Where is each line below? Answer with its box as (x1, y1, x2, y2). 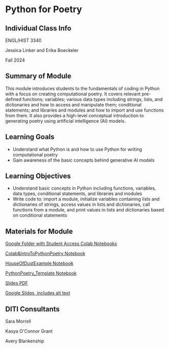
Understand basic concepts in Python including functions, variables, (12, 185, 156, 192)
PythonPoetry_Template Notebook (5, 270, 77, 276)
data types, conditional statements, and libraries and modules (12, 191, 143, 197)
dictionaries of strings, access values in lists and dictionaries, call (12, 201, 150, 207)
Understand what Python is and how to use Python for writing (12, 146, 143, 152)
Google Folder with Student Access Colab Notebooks (5, 240, 117, 247)
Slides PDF (5, 280, 29, 286)
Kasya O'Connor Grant (5, 328, 53, 334)
